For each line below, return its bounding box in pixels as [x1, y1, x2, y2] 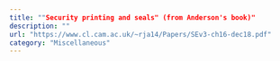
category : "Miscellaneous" [9, 38, 111, 48]
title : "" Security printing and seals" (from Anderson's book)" [9, 13, 256, 22]
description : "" [9, 22, 70, 30]
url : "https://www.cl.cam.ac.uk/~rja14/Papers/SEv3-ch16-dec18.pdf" [9, 30, 272, 39]
